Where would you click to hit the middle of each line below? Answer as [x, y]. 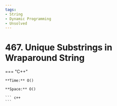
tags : [11, 10]
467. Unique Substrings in [59, 48]
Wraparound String [45, 58]
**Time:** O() [20, 81]
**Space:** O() [21, 89]
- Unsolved [16, 23]
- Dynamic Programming [28, 19]
